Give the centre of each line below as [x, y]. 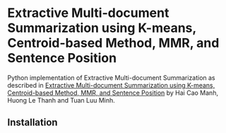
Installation [32, 123]
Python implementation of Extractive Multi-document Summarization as [111, 77]
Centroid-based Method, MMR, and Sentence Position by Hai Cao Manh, [113, 93]
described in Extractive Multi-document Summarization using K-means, [111, 85]
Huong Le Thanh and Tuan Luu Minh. [61, 100]
